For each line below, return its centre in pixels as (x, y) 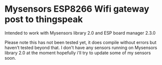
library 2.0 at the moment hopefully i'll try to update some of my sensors (78, 53)
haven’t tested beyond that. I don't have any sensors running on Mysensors (81, 47)
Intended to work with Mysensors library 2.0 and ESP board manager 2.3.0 (80, 33)
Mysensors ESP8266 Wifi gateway (77, 9)
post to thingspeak (44, 19)
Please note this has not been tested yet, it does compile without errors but (81, 42)
